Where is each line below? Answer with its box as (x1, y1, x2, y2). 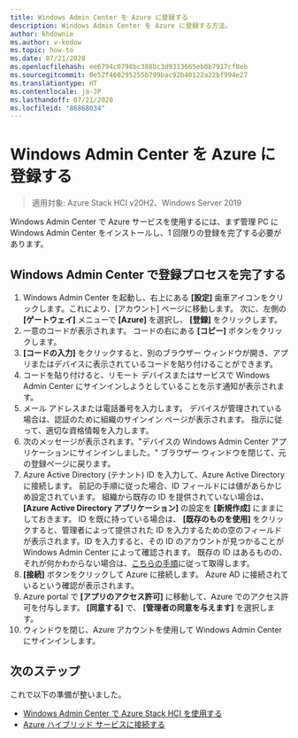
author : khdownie (10, 29, 74, 38)
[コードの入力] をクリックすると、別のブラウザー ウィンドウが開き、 (22, 347, 273, 358)
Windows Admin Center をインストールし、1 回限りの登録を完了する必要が (10, 228, 282, 238)
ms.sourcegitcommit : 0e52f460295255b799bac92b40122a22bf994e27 (10, 71, 248, 80)
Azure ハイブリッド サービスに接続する (22, 719, 166, 729)
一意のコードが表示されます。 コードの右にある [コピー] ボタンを (22, 325, 260, 336)
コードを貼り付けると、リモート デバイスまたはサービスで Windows (22, 369, 271, 380)
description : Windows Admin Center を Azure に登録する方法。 (10, 21, 233, 30)
